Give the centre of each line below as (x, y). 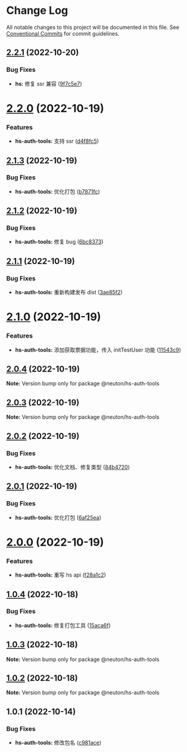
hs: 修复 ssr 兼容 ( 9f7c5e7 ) (49, 84)
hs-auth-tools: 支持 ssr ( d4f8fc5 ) (57, 141)
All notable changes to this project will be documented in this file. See (93, 27)
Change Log (37, 11)
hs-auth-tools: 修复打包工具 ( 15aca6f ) (63, 625)
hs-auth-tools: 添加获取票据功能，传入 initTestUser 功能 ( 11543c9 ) (98, 350)
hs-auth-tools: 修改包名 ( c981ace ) (58, 743)
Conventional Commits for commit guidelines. (63, 33)
